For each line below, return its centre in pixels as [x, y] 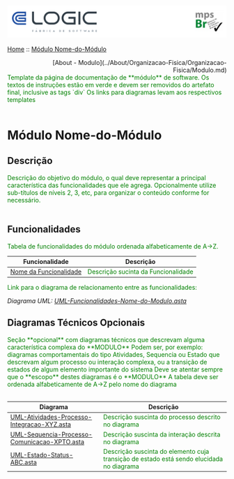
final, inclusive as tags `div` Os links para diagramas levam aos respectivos [115, 92]
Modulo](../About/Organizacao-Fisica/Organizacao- [152, 62]
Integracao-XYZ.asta [41, 425]
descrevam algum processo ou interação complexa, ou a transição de [107, 362]
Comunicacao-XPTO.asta [47, 441]
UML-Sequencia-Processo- [51, 434]
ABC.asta [23, 462]
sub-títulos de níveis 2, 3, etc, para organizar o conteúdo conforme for [108, 192]
